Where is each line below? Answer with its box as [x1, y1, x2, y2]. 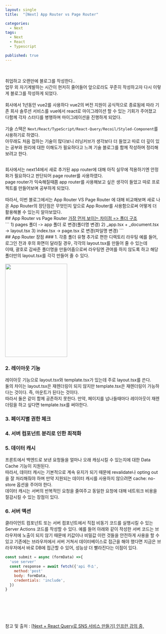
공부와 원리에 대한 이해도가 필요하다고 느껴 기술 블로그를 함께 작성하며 [10, 144, 145, 150]
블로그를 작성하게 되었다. [10, 90, 58, 96]
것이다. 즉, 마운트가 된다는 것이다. [14, 389, 79, 395]
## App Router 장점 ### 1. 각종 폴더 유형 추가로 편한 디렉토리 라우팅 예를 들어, [5, 234, 158, 240]
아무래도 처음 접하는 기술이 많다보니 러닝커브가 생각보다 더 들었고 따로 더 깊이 [5, 138, 155, 144]
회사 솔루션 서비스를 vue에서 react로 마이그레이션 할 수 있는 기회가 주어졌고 [10, 108, 157, 114]
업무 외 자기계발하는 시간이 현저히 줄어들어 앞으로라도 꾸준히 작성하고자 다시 [5, 84, 152, 90]
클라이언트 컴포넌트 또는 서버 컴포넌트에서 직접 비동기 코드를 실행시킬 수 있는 [5, 520, 154, 526]
